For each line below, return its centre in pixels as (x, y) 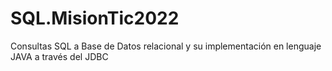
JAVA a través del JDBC (59, 56)
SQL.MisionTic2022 (95, 18)
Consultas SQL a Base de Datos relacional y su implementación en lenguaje (166, 46)
